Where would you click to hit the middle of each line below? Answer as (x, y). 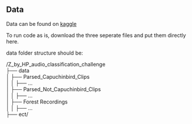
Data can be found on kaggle (41, 24)
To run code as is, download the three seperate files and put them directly (96, 35)
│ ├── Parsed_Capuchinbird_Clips (48, 76)
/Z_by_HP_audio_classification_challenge (56, 64)
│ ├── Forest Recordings (37, 102)
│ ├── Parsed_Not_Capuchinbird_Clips (54, 89)
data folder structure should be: (45, 53)
